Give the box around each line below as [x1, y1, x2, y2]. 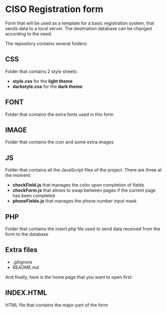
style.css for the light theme [12, 78, 73, 84]
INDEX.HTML [5, 288, 48, 297]
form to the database [5, 231, 49, 237]
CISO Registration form [5, 4, 104, 15]
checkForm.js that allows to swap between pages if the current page [12, 187, 156, 194]
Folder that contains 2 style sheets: [5, 68, 78, 74]
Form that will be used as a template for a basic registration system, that [5, 20, 154, 26]
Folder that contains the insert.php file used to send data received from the [5, 226, 160, 232]
